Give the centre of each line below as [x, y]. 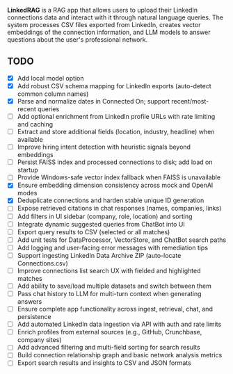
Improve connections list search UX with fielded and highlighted [109, 270]
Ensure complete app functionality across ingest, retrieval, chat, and [115, 309]
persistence [34, 317]
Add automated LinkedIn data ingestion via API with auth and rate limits [119, 324]
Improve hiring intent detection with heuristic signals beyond [104, 147]
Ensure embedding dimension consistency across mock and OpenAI [115, 185]
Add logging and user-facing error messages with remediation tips [113, 247]
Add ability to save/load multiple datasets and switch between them [114, 286]
